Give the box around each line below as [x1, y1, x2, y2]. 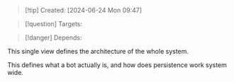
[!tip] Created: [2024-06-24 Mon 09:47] [24, 6, 143, 14]
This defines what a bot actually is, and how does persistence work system [7, 61, 227, 69]
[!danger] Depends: [24, 33, 82, 42]
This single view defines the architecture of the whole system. [7, 47, 189, 55]
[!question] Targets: [24, 20, 83, 28]
